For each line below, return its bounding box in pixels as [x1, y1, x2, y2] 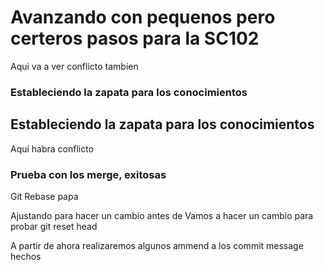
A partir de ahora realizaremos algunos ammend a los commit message [10, 239, 304, 251]
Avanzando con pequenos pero [10, 6, 276, 29]
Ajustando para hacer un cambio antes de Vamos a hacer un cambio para [10, 209, 314, 221]
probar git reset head [10, 220, 98, 232]
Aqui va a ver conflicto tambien [10, 60, 139, 72]
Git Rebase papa [10, 190, 79, 202]
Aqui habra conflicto [10, 142, 95, 155]
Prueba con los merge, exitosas [10, 167, 167, 181]
